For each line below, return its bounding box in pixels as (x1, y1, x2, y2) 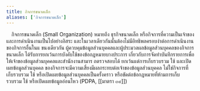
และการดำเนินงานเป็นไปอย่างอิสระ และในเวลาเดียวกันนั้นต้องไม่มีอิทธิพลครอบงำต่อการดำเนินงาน (6, 37, 194, 45)
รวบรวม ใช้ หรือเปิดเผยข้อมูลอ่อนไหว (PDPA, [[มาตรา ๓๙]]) (6, 77, 127, 84)
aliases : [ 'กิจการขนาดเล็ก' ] (6, 14, 67, 20)
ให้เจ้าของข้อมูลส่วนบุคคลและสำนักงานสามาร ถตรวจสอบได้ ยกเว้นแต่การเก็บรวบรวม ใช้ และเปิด (6, 57, 192, 64)
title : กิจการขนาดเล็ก (6, 8, 51, 15)
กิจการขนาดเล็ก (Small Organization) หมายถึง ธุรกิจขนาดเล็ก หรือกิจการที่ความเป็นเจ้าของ (11, 30, 195, 37)
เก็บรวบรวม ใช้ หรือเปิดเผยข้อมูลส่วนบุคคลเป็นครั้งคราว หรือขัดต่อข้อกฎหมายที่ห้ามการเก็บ (6, 71, 180, 78)
